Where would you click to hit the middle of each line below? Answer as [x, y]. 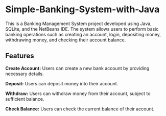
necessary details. [25, 74]
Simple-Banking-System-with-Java [82, 9]
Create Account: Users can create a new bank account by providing [77, 68]
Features [20, 56]
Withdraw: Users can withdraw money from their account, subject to [78, 94]
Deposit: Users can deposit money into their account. [62, 83]
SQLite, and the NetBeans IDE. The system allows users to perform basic [82, 29]
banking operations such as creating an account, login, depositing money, [83, 34]
